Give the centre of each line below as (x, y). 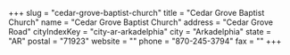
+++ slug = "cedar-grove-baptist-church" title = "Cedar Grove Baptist (137, 13)
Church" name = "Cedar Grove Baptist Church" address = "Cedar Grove (141, 22)
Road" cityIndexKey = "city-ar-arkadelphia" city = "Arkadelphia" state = (140, 31)
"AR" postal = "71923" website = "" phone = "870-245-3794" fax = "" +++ (145, 41)
